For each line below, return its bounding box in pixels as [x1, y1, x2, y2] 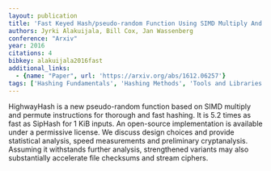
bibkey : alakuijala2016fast [8, 57, 104, 65]
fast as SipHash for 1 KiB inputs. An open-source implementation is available [8, 119, 263, 128]
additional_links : [8, 65, 70, 73]
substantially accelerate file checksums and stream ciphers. [8, 152, 209, 162]
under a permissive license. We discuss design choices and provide [8, 127, 235, 137]
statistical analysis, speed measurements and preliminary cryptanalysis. [8, 136, 248, 145]
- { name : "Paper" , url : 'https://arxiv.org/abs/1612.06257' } [15, 72, 227, 80]
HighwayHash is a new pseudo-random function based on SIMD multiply [8, 102, 252, 111]
